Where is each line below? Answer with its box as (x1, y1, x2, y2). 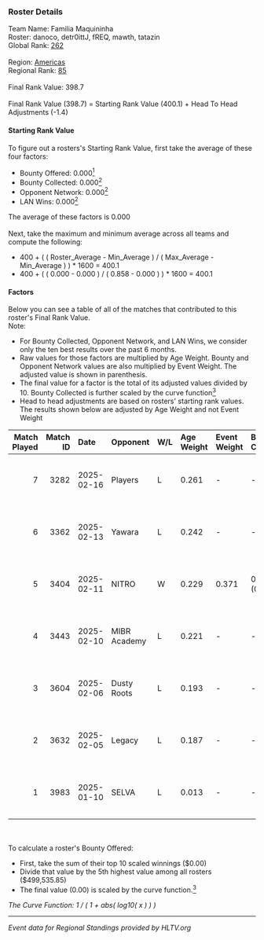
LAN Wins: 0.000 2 (19, 196, 79, 207)
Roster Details (8, 6, 64, 17)
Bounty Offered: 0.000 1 (19, 167, 95, 178)
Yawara (111, 526, 139, 537)
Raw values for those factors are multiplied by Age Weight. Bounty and (19, 353, 249, 363)
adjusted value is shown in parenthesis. (19, 370, 148, 380)
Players (111, 474, 139, 485)
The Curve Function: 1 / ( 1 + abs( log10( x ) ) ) (8, 900, 156, 909)
